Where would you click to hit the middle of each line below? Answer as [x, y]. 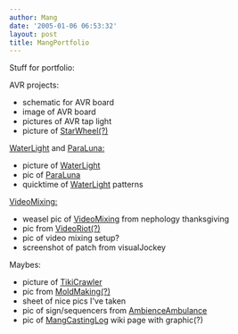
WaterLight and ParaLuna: [57, 148]
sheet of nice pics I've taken [74, 301]
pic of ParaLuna [51, 175]
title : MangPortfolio [49, 42]
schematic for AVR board [68, 103]
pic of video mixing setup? [71, 238]
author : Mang [33, 17]
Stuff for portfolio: [42, 68]
